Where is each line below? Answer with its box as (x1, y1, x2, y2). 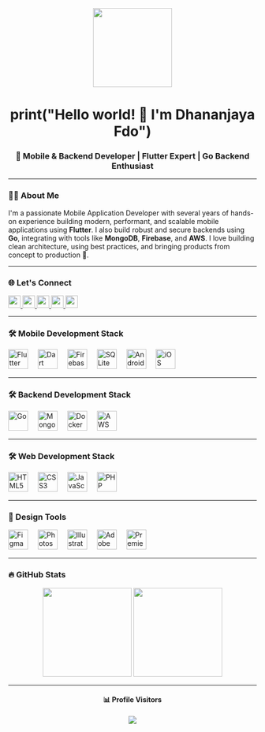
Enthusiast (111, 161, 154, 172)
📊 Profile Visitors (103, 695, 162, 704)
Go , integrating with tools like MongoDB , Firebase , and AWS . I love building (8, 233, 255, 243)
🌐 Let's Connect (8, 277, 73, 288)
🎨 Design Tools (8, 511, 67, 522)
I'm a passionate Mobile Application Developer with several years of (8, 208, 229, 218)
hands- (230, 208, 254, 218)
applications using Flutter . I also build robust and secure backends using (8, 225, 245, 234)
